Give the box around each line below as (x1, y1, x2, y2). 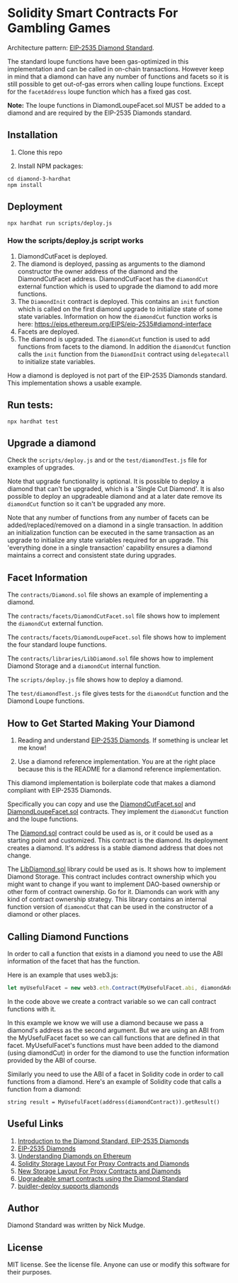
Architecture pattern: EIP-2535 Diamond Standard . (7, 43, 154, 52)
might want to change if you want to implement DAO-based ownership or (7, 880, 221, 888)
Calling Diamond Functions (7, 930, 129, 943)
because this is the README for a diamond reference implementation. (17, 765, 222, 774)
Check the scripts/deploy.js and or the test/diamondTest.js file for (7, 456, 208, 465)
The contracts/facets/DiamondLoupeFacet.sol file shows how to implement (7, 633, 227, 642)
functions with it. (7, 1005, 57, 1013)
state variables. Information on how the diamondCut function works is (17, 312, 217, 320)
